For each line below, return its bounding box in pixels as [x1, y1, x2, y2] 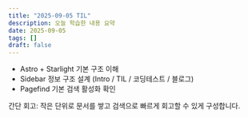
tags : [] [8, 33, 38, 42]
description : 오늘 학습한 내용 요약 [8, 19, 116, 27]
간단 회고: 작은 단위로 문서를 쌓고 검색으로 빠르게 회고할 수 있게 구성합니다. [8, 101, 241, 111]
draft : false [8, 41, 52, 49]
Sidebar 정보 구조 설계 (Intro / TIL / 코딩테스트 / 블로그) [19, 74, 194, 84]
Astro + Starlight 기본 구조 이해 [19, 65, 119, 74]
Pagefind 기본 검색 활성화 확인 [19, 85, 116, 94]
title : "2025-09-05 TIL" [8, 11, 91, 20]
